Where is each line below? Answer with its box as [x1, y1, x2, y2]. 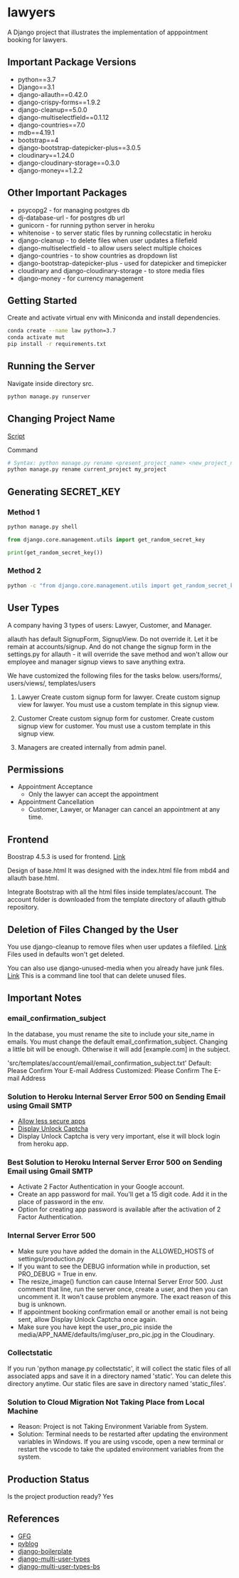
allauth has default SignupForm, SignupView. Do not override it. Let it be [7, 634, 218, 643]
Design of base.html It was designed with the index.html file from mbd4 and [7, 866, 230, 875]
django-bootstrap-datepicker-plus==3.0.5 [17, 143, 141, 152]
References [7, 1513, 60, 1525]
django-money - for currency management [17, 274, 144, 282]
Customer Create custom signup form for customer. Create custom [17, 714, 215, 723]
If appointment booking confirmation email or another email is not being [17, 1307, 228, 1316]
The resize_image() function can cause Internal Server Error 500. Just [17, 1277, 223, 1286]
